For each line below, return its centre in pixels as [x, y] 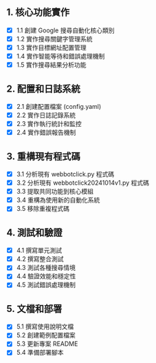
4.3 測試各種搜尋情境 [46, 268]
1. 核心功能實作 [38, 12]
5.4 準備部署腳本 [40, 353]
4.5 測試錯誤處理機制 [46, 285]
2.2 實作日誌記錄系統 [46, 115]
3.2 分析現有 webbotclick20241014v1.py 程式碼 [82, 183]
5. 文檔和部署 [34, 309]
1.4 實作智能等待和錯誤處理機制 [60, 56]
